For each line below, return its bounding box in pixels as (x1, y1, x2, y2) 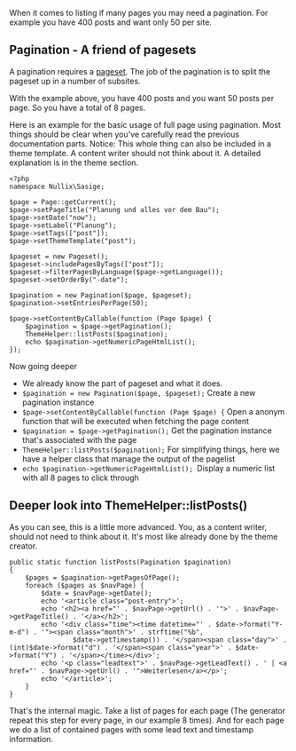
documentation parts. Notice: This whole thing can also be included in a (9, 138, 272, 149)
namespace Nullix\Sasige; (9, 182, 105, 191)
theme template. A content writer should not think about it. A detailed (9, 147, 261, 158)
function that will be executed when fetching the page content (21, 415, 250, 426)
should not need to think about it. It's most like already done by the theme (9, 531, 278, 542)
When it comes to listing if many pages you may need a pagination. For (9, 8, 269, 18)
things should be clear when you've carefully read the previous (9, 129, 240, 139)
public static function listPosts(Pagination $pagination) (9, 557, 232, 566)
